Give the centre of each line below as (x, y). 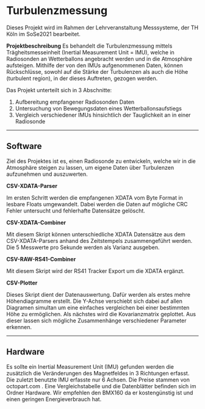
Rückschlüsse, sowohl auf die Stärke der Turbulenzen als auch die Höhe (97, 71)
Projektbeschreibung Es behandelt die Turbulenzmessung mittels (89, 46)
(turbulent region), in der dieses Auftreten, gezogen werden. (82, 78)
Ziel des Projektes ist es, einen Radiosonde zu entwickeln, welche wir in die (101, 161)
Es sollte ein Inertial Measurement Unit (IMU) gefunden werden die (90, 366)
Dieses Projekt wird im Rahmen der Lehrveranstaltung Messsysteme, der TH (103, 27)
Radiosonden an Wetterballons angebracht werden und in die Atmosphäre (99, 59)
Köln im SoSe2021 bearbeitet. (44, 34)
